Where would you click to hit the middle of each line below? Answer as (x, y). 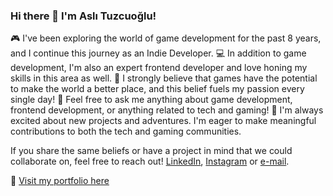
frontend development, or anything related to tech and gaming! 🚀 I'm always (167, 110)
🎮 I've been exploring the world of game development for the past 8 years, (166, 38)
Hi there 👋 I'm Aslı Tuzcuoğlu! (83, 16)
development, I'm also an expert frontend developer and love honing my (159, 68)
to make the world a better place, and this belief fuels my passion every (157, 89)
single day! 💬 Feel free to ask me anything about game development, (151, 100)
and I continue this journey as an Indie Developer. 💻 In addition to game (158, 53)
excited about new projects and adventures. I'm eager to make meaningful (163, 121)
